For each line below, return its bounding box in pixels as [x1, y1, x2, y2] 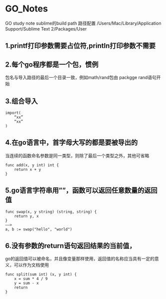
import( [5, 110, 21, 115]
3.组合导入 [5, 97, 38, 105]
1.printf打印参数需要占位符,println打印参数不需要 [5, 42, 156, 50]
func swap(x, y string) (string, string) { [5, 209, 97, 214]
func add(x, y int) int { [5, 162, 59, 168]
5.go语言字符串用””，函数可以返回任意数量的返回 [5, 186, 158, 195]
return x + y [14, 167, 41, 172]
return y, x [14, 213, 39, 218]
